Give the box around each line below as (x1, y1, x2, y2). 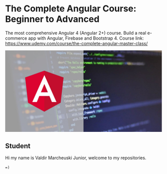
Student (5, 142, 31, 150)
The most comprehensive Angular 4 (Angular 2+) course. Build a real (5, 30, 147, 36)
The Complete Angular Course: (5, 3, 137, 14)
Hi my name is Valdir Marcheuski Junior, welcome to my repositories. (5, 155, 147, 161)
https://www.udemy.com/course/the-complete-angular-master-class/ (5, 40, 148, 46)
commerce (5, 35, 27, 41)
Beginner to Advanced (5, 13, 100, 25)
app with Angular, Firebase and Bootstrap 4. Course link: (28, 35, 144, 41)
